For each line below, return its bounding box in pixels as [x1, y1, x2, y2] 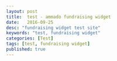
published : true [6, 46, 46, 52]
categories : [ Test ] [6, 35, 54, 41]
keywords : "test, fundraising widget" [6, 30, 101, 36]
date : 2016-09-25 [6, 19, 54, 25]
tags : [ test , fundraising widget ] [6, 41, 91, 47]
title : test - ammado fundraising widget [6, 14, 111, 20]
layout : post [6, 8, 38, 15]
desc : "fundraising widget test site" [6, 24, 101, 31]
